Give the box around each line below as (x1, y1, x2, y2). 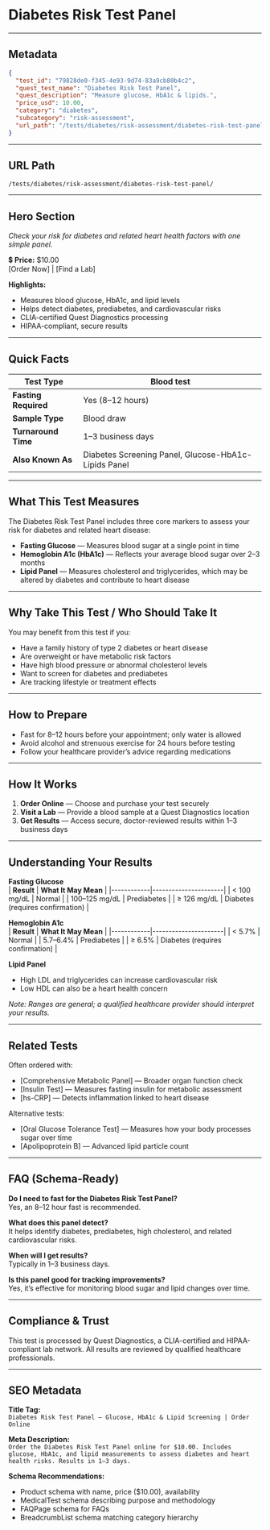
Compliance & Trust (8, 1314, 110, 1328)
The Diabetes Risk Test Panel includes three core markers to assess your (8, 516, 251, 526)
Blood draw (83, 413, 127, 424)
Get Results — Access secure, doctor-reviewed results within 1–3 (19, 816, 238, 825)
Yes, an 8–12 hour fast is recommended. (8, 1202, 141, 1212)
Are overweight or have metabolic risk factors (19, 651, 171, 661)
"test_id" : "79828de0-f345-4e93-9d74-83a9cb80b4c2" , (15, 77, 196, 85)
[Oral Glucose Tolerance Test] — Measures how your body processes (19, 1124, 252, 1133)
